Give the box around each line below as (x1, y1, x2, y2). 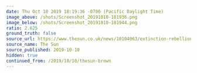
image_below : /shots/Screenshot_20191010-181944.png (6, 19, 138, 25)
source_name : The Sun (6, 42, 59, 48)
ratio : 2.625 (6, 25, 38, 31)
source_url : (6, 36, 35, 42)
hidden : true (6, 52, 38, 58)
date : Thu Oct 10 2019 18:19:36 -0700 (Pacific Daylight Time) (6, 8, 164, 15)
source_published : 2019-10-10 (6, 47, 80, 53)
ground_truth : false (6, 31, 57, 36)
